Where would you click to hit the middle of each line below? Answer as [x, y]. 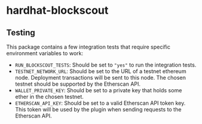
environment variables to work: [45, 53]
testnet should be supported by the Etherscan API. [77, 84]
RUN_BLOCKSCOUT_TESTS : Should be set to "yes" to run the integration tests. [106, 65]
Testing [21, 33]
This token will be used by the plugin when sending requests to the [98, 109]
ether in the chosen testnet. [49, 97]
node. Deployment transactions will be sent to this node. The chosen [100, 78]
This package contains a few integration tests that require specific [88, 47]
